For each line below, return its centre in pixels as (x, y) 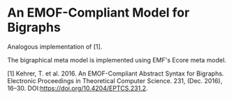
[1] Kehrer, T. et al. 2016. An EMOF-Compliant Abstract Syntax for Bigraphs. (116, 73)
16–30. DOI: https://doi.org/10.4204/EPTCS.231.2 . (78, 88)
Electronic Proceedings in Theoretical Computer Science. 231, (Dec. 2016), (115, 80)
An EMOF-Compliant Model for (99, 13)
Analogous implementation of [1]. (55, 46)
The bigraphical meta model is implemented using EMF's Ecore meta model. (117, 60)
